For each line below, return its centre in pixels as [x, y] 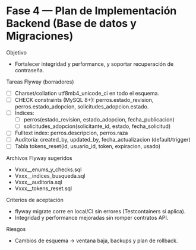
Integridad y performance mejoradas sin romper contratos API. [91, 218]
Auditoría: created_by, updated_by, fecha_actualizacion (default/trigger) [103, 140]
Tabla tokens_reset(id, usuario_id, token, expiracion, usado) [88, 146]
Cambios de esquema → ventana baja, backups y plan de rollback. [96, 241]
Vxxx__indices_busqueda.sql [50, 176]
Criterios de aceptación [35, 200]
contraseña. [29, 70]
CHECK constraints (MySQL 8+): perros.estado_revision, [84, 100]
